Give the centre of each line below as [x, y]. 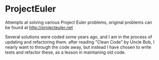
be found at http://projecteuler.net [39, 27]
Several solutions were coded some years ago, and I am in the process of [79, 37]
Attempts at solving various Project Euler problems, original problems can [79, 22]
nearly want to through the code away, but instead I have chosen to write [78, 47]
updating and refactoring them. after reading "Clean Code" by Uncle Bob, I [80, 42]
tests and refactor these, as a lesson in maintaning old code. [65, 52]
